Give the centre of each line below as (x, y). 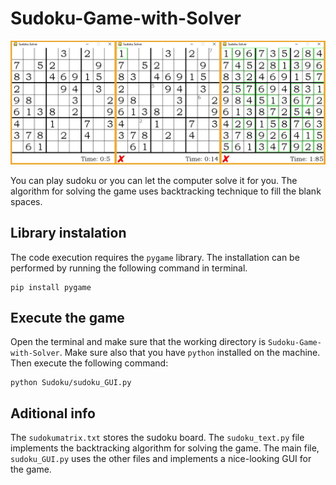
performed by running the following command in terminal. (129, 268)
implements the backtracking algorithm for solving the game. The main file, (165, 448)
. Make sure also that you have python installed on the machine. (190, 353)
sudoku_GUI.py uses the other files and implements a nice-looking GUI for (161, 459)
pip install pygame (51, 287)
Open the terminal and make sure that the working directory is (138, 342)
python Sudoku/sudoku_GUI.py (71, 383)
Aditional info (53, 413)
